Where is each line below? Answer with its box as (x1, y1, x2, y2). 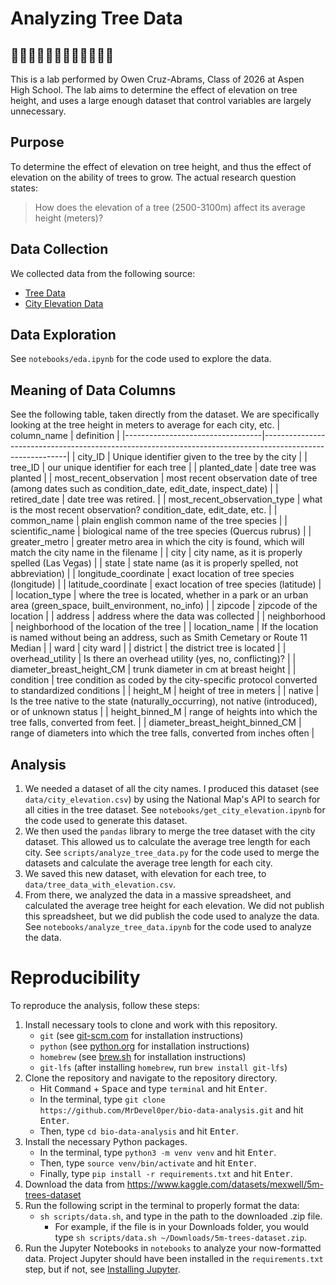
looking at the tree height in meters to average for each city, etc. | (10, 419, 281, 431)
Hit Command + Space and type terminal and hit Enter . (39, 1083, 268, 1094)
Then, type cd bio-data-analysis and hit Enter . (39, 1125, 239, 1137)
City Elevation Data (24, 297, 104, 309)
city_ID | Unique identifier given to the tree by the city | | (77, 451, 308, 463)
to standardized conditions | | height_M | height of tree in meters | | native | (10, 685, 320, 697)
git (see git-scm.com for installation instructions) (39, 1030, 244, 1041)
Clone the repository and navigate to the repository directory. (24, 1072, 278, 1084)
